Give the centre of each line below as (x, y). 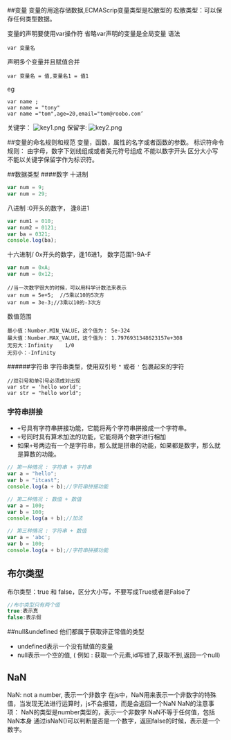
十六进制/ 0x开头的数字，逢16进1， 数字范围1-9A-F (79, 254)
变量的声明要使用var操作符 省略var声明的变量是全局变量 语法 (94, 34)
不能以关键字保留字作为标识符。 (53, 159)
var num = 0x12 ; (30, 274)
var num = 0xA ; (29, 268)
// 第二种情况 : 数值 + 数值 (44, 499)
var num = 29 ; (28, 194)
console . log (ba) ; (32, 240)
